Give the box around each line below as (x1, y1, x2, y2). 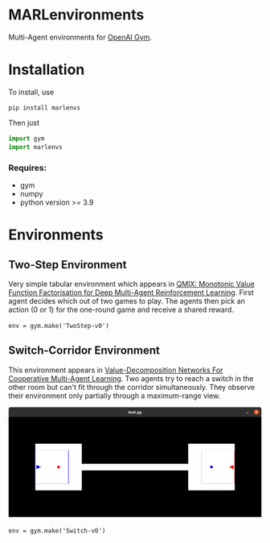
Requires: (8, 162, 47, 173)
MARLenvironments (8, 6, 145, 24)
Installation (8, 60, 85, 79)
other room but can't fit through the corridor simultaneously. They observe (8, 382, 256, 392)
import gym (8, 135, 45, 143)
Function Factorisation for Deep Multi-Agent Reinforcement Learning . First (8, 288, 255, 297)
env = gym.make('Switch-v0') (8, 526, 106, 535)
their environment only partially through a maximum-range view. (8, 391, 221, 400)
